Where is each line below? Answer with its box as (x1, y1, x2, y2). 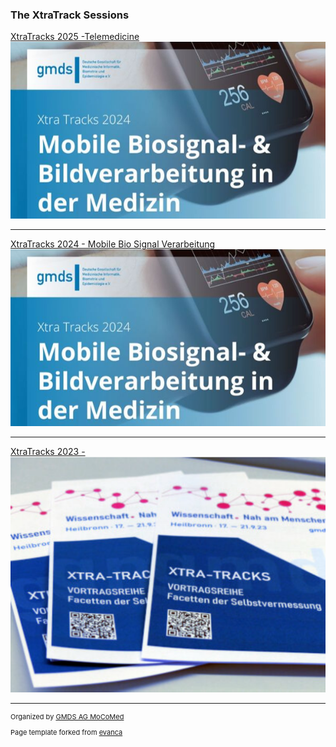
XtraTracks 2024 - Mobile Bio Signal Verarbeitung (10, 238, 216, 250)
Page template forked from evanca (10, 728, 123, 738)
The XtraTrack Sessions (10, 8, 130, 22)
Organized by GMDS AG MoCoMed (10, 712, 125, 722)
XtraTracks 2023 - (10, 446, 86, 458)
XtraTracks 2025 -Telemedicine (10, 31, 140, 43)
